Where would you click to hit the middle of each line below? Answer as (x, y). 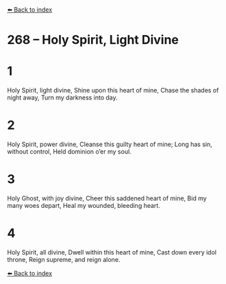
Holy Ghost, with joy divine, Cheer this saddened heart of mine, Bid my (107, 198)
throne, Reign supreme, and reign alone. (64, 259)
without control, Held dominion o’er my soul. (69, 152)
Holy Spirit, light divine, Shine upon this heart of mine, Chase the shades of (113, 91)
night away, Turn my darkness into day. (62, 97)
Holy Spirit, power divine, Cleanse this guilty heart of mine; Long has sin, (110, 144)
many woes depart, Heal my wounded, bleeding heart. (84, 205)
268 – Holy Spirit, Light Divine (93, 40)
